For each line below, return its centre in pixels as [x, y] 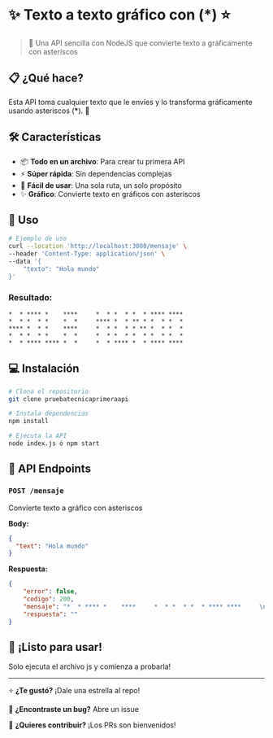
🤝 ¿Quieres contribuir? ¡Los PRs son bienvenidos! [92, 725]
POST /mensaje [36, 491]
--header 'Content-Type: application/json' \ [87, 254]
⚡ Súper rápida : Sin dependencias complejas [96, 173]
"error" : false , [51, 592]
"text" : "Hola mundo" [52, 546]
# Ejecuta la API [38, 436]
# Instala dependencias [49, 414]
